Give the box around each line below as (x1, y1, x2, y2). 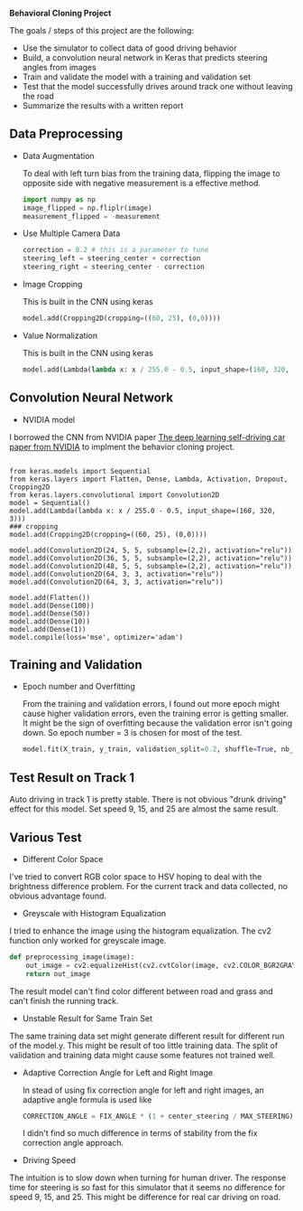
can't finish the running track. (9, 995, 119, 1006)
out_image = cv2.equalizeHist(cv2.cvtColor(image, (25, 961, 220, 970)
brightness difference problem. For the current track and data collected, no (9, 880, 289, 891)
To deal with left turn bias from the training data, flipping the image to (22, 167, 280, 179)
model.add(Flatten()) (9, 593, 91, 602)
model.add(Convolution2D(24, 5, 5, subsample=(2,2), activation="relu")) (9, 546, 293, 555)
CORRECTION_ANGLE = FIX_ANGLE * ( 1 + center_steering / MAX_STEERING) (22, 1112, 294, 1121)
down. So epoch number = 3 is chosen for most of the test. (22, 728, 243, 738)
